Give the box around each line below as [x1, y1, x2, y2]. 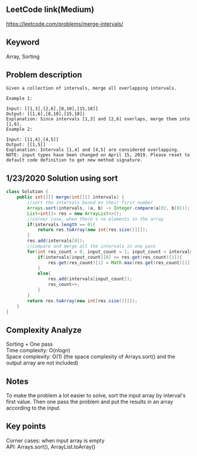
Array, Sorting [6, 53, 40, 60]
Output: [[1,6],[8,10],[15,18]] [6, 111, 85, 117]
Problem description [6, 70, 82, 80]
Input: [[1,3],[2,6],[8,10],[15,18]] [6, 106, 98, 112]
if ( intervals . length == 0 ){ [27, 221, 96, 228]
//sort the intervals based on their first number [27, 200, 154, 205]
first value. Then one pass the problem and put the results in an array [6, 398, 174, 405]
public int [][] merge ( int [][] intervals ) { [16, 194, 125, 200]
